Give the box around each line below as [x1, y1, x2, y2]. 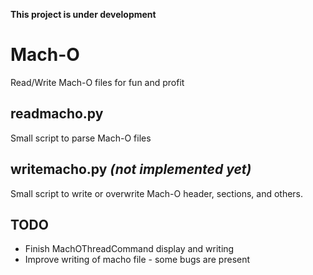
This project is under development [10, 9, 157, 20]
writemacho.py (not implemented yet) [10, 161, 252, 178]
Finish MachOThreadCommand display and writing [24, 243, 235, 255]
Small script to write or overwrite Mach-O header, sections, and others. [10, 187, 304, 199]
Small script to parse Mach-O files [10, 132, 152, 144]
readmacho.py [10, 105, 104, 123]
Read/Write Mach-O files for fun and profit [10, 76, 185, 88]
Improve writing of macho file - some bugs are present [24, 254, 251, 266]
